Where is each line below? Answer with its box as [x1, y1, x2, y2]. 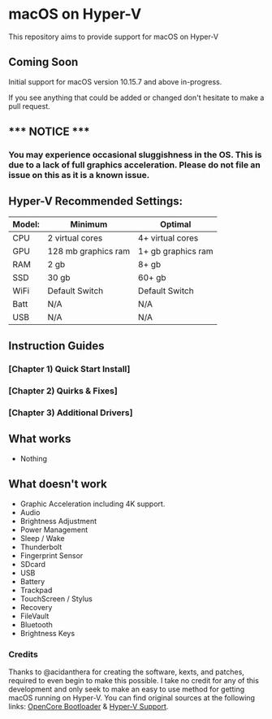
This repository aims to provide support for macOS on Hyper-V [8, 32, 219, 41]
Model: [12, 219, 40, 230]
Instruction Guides [8, 339, 105, 353]
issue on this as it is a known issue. [8, 170, 150, 181]
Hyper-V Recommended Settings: [8, 194, 183, 208]
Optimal [159, 219, 192, 230]
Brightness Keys [19, 628, 76, 638]
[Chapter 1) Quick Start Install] [8, 363, 131, 375]
